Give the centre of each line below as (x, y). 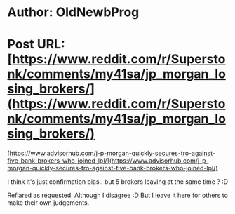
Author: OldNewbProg (73, 12)
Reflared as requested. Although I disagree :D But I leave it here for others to (117, 195)
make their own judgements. (48, 203)
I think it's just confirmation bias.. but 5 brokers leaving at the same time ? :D (118, 182)
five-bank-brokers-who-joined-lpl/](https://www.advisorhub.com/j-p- (108, 161)
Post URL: (36, 45)
